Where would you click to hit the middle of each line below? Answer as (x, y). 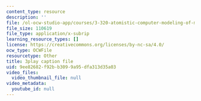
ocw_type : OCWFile (29, 50)
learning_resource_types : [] (42, 39)
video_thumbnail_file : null (47, 78)
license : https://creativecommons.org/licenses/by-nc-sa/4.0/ (85, 45)
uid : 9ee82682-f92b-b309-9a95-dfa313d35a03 (61, 67)
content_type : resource (36, 12)
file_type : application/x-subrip (48, 34)
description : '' (26, 17)
